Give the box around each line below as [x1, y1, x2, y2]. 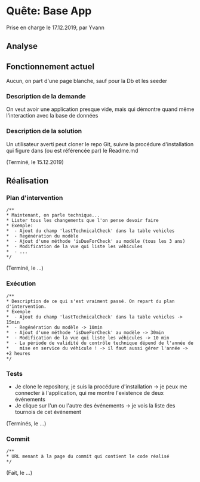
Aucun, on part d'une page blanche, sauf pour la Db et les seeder [6, 78, 167, 85]
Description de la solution [6, 127, 82, 135]
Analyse [6, 41, 38, 51]
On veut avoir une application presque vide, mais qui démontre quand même [6, 106, 195, 113]
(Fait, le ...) [6, 469, 33, 477]
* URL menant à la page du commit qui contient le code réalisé [6, 453, 170, 460]
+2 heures [6, 350, 31, 356]
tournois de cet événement [14, 409, 82, 416]
